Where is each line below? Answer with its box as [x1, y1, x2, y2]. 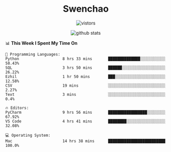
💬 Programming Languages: [5, 52, 60, 57]
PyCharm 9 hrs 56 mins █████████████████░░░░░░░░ [5, 110, 166, 115]
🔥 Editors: [5, 105, 29, 110]
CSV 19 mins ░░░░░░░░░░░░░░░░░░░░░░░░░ [5, 83, 166, 88]
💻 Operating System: [5, 133, 51, 138]
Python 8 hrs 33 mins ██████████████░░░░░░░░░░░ [5, 56, 166, 61]
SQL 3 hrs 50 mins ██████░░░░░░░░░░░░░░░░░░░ [5, 65, 166, 70]
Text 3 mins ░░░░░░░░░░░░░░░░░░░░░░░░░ [5, 92, 166, 97]
